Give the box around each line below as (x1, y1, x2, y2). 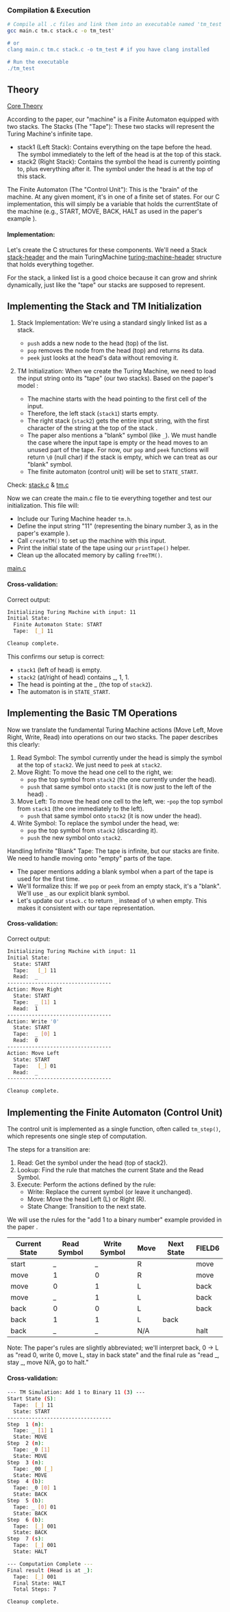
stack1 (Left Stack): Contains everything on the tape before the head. (16, 143, 212, 151)
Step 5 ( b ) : (7, 1498, 44, 1504)
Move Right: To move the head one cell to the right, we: (16, 768, 173, 776)
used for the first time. (16, 874, 80, 882)
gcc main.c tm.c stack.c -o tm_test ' (7, 27, 115, 34)
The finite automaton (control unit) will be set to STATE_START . (27, 468, 199, 476)
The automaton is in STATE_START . (16, 687, 111, 695)
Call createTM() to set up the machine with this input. (16, 536, 166, 545)
